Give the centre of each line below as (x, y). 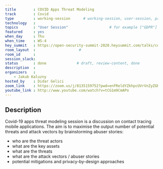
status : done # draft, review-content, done (72, 63)
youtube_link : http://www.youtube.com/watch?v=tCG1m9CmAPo (67, 90)
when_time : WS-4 (26, 41)
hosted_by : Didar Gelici (34, 81)
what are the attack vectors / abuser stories (56, 156)
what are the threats (32, 151)
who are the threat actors (37, 141)
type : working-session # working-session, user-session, (79, 18)
